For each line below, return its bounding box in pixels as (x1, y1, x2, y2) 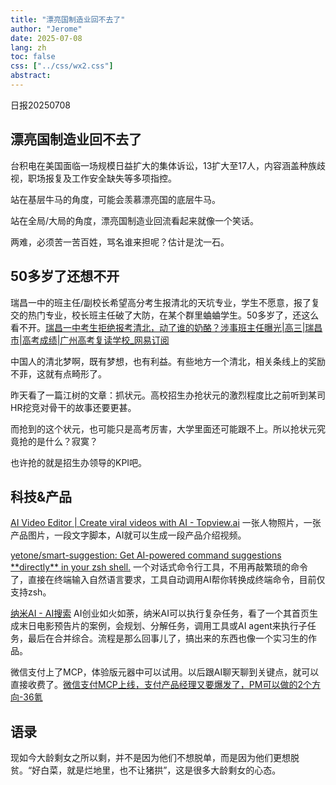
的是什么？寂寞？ (27, 435, 98, 447)
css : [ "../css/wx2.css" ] (10, 61, 114, 71)
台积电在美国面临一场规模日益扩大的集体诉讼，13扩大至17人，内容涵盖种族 (10, 159, 317, 171)
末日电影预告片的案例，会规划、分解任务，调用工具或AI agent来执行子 (18, 620, 308, 632)
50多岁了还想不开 (10, 268, 120, 285)
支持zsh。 (10, 586, 52, 598)
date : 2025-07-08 (10, 33, 83, 43)
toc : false (10, 52, 56, 62)
